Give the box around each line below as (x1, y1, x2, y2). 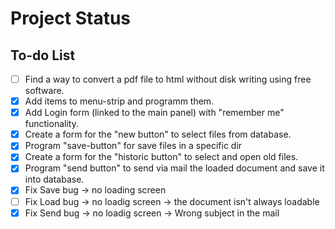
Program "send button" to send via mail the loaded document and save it (24, 162, 325, 174)
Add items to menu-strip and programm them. (24, 95, 215, 107)
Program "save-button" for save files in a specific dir (24, 140, 243, 152)
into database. (24, 173, 85, 186)
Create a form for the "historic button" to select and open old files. (24, 151, 299, 163)
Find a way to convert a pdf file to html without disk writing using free (24, 73, 312, 85)
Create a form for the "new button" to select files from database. (24, 128, 292, 141)
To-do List (10, 47, 76, 64)
